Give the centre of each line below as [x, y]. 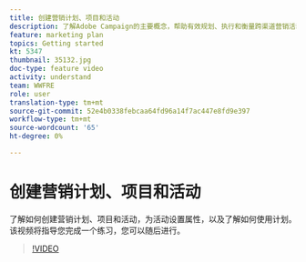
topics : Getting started [56, 43]
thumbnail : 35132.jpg [51, 60]
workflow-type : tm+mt [51, 119]
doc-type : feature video [56, 69]
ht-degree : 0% [36, 136]
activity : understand [51, 77]
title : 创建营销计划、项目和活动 [65, 18]
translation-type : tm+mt [56, 102]
